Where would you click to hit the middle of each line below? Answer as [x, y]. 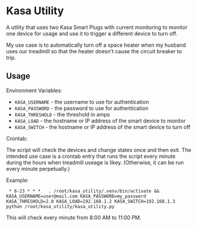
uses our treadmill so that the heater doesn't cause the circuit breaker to [94, 51]
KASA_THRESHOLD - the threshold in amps [62, 114]
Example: [17, 180]
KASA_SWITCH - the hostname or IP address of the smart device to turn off [102, 127]
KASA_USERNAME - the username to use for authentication [82, 102]
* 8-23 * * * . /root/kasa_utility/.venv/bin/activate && [84, 191]
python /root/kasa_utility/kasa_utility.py [60, 206]
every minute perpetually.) [38, 168]
